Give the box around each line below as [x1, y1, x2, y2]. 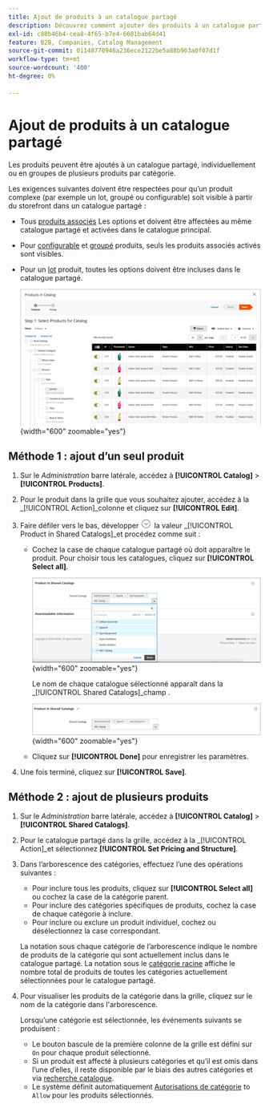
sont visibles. [19, 249, 64, 258]
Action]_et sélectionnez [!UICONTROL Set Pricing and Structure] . [19, 844, 239, 854]
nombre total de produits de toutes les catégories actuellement [19, 967, 228, 977]
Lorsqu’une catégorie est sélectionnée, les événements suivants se [19, 1015, 243, 1025]
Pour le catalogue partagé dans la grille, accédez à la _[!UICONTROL [19, 835, 247, 845]
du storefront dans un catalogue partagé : [8, 200, 147, 210]
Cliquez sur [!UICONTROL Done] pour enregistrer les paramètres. [31, 751, 249, 761]
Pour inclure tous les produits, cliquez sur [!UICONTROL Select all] [31, 884, 254, 893]
